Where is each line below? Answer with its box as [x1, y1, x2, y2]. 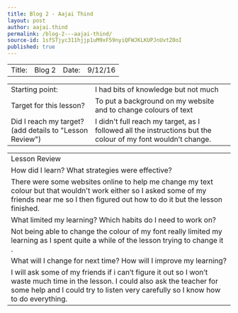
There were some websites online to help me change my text [11, 177, 214, 187]
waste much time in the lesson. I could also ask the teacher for [11, 276, 218, 286]
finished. [11, 204, 40, 213]
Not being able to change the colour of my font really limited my [11, 226, 222, 236]
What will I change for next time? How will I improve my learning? [11, 256, 227, 265]
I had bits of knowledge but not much [94, 84, 219, 94]
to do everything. [11, 294, 68, 304]
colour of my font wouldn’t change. [94, 134, 211, 144]
